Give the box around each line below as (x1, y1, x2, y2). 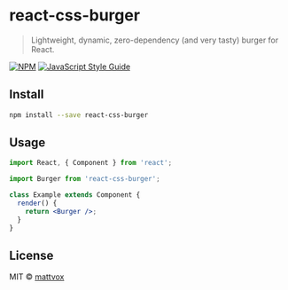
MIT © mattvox (9, 271, 65, 282)
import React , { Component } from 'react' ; (9, 159, 173, 168)
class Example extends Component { (9, 191, 141, 200)
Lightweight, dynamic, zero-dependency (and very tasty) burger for (30, 35, 279, 45)
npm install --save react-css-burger (9, 110, 149, 120)
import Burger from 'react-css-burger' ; (9, 175, 161, 184)
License (9, 247, 54, 263)
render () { (17, 199, 58, 208)
